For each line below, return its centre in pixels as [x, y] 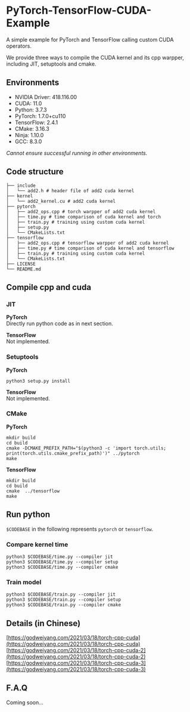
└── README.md [24, 269]
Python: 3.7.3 [31, 110]
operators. [19, 46]
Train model [24, 582]
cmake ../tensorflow [33, 491]
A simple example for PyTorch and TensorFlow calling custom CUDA [90, 39]
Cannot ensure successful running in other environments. [77, 153]
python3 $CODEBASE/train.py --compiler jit [61, 594]
